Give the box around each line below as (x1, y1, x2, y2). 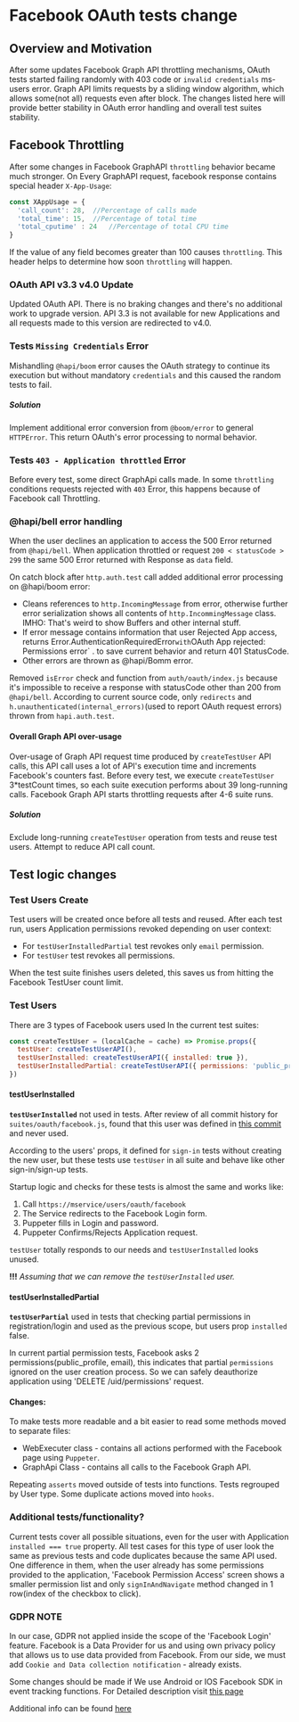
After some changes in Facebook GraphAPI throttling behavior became (9, 161, 276, 172)
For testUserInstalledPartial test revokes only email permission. (21, 941, 264, 952)
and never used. (9, 1128, 69, 1139)
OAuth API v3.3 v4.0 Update (9, 278, 134, 291)
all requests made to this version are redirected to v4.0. (9, 317, 212, 328)
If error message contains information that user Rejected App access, (21, 627, 278, 638)
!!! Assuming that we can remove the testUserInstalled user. (9, 1272, 236, 1282)
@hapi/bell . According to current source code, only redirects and (9, 692, 252, 703)
